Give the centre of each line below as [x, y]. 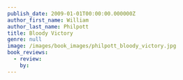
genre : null [24, 40]
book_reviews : [28, 53]
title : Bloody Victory [40, 33]
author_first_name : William [48, 20]
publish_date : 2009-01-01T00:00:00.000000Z [72, 14]
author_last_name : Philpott [48, 26]
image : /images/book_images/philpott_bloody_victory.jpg [92, 46]
